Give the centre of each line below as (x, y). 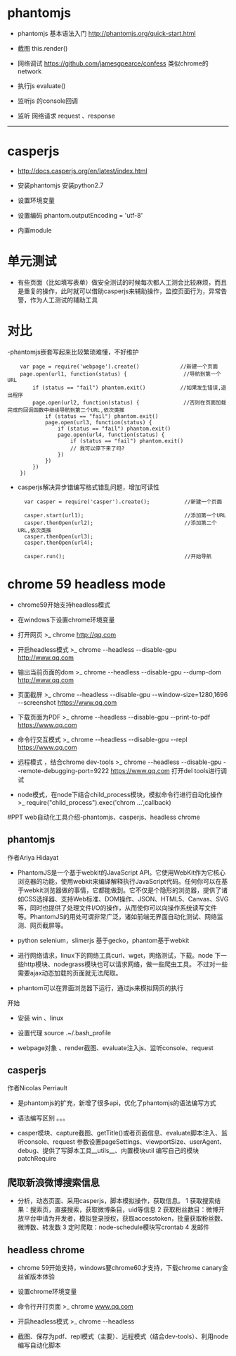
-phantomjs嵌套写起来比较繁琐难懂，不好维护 (73, 352)
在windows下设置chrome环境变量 (66, 620)
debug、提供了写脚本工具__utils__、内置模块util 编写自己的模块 (108, 1151)
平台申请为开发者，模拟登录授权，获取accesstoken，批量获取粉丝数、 (125, 1219)
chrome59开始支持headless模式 (64, 605)
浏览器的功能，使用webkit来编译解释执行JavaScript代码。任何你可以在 (119, 881)
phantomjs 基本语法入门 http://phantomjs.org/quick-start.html (106, 33)
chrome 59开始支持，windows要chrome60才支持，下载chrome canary (120, 1267)
